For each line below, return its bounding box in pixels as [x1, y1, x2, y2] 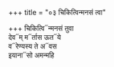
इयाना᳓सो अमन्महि [8, 50, 55, 60]
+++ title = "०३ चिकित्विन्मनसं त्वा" [8, 8, 106, 17]
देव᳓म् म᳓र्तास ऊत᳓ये [8, 33, 62, 41]
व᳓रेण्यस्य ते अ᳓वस [8, 41, 58, 51]
